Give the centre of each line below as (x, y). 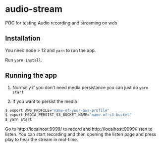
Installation (23, 38)
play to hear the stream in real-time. (42, 140)
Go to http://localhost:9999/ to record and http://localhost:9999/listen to (79, 129)
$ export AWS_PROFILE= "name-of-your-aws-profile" (57, 110)
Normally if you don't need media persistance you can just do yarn (80, 87)
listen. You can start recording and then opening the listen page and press (81, 134)
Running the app (31, 75)
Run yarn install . (24, 60)
